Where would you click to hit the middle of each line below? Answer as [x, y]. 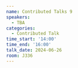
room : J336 [19, 56]
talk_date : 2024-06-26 [34, 50]
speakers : [18, 17]
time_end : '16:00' [29, 45]
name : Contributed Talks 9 [39, 12]
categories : [21, 28]
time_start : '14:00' [32, 39]
